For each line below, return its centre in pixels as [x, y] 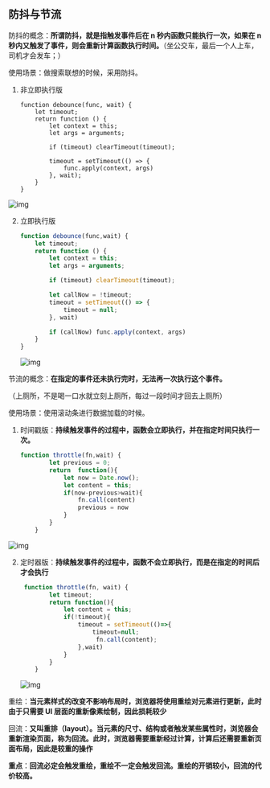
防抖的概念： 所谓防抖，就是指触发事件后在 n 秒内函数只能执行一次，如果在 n [135, 35]
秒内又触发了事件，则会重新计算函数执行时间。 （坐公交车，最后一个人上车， [133, 45]
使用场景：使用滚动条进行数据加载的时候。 [79, 413]
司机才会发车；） [37, 55]
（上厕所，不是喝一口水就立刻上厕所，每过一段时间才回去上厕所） [117, 396]
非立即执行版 [41, 89]
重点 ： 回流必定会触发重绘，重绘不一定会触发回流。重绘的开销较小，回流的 [131, 765]
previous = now [103, 508]
